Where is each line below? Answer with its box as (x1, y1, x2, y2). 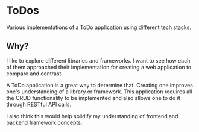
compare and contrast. (6, 70, 63, 77)
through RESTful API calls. (6, 101, 72, 108)
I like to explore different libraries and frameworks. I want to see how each (6, 57, 191, 64)
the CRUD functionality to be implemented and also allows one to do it (6, 94, 180, 101)
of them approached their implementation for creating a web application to (6, 63, 192, 71)
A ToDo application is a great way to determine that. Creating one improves (6, 81, 193, 89)
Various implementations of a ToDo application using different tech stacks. (6, 24, 192, 31)
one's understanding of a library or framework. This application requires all (6, 88, 192, 95)
